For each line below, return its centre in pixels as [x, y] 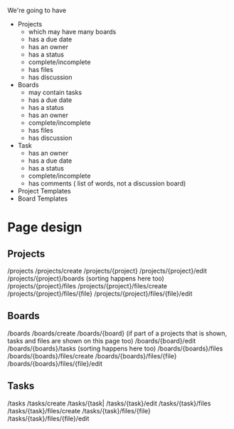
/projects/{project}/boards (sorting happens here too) [86, 278]
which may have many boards [72, 32]
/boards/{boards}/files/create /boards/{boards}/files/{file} [92, 355]
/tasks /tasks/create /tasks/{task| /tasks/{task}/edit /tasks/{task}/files [109, 403]
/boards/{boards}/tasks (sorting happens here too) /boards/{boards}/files [115, 348]
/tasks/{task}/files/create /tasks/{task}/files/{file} [79, 410]
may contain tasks [55, 92]
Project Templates [44, 191]
